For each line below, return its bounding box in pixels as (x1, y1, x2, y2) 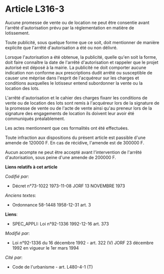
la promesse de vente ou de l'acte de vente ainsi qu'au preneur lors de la (5, 105, 152, 111)
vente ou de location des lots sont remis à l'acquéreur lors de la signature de (5, 100, 160, 106)
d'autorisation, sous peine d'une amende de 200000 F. (5, 154, 117, 160)
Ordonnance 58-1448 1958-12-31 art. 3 (12, 202, 92, 207)
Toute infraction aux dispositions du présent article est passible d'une (5, 135, 146, 140)
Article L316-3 (5, 3, 65, 15)
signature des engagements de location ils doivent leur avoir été (5, 110, 135, 116)
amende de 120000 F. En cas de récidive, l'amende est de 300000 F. (5, 139, 144, 145)
